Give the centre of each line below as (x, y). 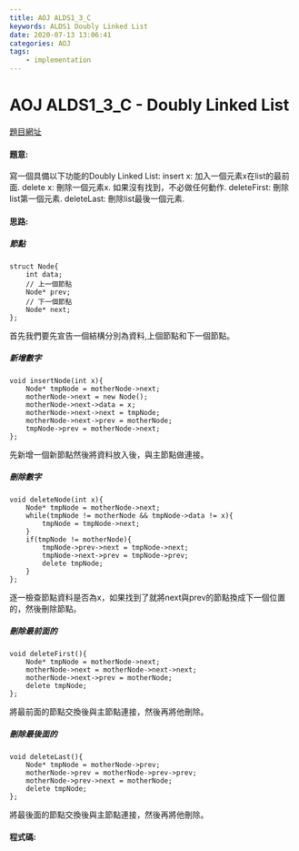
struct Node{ (34, 266)
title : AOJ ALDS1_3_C (50, 18)
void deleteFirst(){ (49, 653)
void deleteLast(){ (46, 756)
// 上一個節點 (49, 284)
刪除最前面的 (33, 631)
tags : (20, 52)
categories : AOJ (40, 43)
